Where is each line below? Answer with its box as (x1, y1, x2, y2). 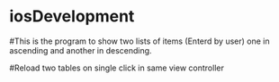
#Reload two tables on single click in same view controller (9, 62, 225, 73)
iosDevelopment (9, 6, 135, 27)
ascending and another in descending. (9, 45, 152, 55)
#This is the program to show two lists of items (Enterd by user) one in (9, 36, 270, 46)
